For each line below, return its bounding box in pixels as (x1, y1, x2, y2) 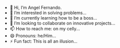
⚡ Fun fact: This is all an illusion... (9, 38, 78, 44)
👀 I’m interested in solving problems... (9, 10, 86, 16)
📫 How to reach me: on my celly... (9, 26, 80, 31)
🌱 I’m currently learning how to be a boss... (9, 15, 97, 21)
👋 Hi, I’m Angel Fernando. (9, 5, 62, 10)
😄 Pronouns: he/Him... (9, 33, 56, 39)
